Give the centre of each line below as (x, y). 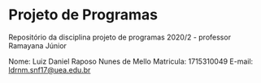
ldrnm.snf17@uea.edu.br (50, 69)
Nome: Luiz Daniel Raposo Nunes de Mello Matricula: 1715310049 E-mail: (131, 61)
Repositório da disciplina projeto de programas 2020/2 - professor (120, 37)
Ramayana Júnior (38, 45)
